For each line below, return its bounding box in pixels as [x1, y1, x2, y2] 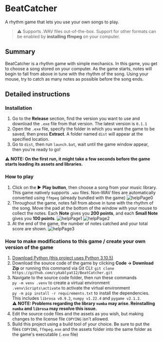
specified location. [12, 137, 50, 142]
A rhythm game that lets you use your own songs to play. [5, 19, 119, 25]
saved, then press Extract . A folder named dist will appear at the [12, 131, 143, 137]
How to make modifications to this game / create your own [5, 238, 146, 244]
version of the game [5, 244, 54, 251]
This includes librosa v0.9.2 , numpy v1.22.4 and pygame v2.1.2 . [12, 295, 141, 301]
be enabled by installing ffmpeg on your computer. [17, 34, 120, 39]
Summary [5, 48, 36, 56]
